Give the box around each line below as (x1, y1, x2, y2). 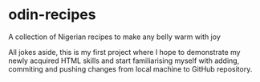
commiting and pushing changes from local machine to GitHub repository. (8, 64, 253, 73)
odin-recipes (8, 6, 96, 24)
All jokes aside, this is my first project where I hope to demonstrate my (8, 47, 241, 57)
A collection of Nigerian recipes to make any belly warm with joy (8, 32, 221, 41)
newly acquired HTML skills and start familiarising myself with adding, (8, 56, 240, 65)
